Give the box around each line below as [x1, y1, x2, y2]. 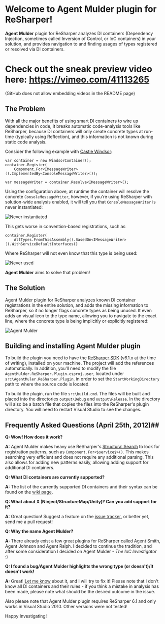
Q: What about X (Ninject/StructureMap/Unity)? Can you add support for [5, 499, 157, 505]
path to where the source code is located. [5, 381, 90, 387]
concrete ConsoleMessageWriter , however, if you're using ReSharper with [5, 193, 152, 199]
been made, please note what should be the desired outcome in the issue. [5, 589, 156, 595]
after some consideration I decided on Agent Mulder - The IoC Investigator [5, 548, 157, 555]
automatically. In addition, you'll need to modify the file [5, 365, 116, 372]
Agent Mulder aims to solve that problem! [5, 269, 90, 275]
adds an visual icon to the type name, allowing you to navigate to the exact [5, 313, 157, 319]
